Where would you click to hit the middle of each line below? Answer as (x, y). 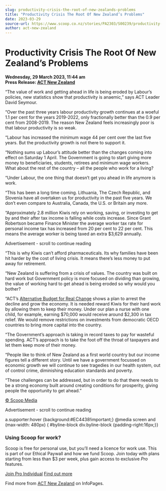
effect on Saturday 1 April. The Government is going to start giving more (78, 158)
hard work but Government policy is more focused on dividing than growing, (83, 279)
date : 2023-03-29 (23, 19)
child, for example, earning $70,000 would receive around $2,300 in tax (78, 314)
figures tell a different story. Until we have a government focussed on (76, 360)
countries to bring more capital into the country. (54, 325)
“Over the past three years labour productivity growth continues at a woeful (82, 112)
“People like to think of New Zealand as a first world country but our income (82, 355)
